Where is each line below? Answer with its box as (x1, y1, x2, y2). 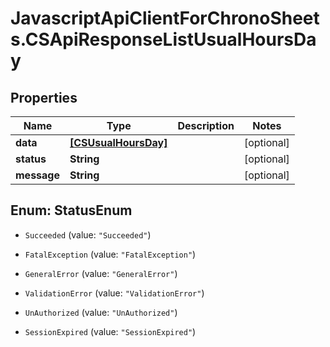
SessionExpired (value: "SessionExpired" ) (24, 325, 197, 337)
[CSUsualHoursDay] (69, 136, 168, 149)
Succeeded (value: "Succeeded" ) (24, 228, 152, 241)
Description (177, 119, 235, 132)
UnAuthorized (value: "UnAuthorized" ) (24, 306, 178, 318)
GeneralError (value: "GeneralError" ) (24, 267, 178, 279)
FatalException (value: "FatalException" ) (24, 248, 197, 260)
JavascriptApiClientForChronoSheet (10, 7, 320, 30)
